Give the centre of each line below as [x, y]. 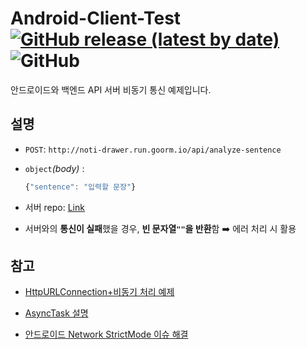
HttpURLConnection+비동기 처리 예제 [99, 292]
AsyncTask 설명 [56, 313]
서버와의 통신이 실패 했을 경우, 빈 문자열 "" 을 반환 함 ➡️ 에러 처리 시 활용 [160, 228]
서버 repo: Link [54, 207]
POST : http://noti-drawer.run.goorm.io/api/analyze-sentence [153, 149]
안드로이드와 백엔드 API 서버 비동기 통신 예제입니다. [111, 89]
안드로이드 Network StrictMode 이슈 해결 [106, 334]
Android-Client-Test [96, 18]
